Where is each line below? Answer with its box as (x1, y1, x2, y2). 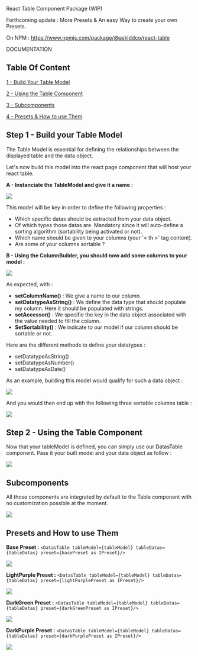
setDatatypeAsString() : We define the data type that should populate (14, 298, 186, 305)
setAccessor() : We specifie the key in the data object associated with (14, 311, 187, 318)
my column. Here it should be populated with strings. (14, 305, 144, 312)
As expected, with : (6, 280, 53, 287)
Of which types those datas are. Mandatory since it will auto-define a (14, 221, 183, 228)
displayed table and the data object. (6, 152, 93, 159)
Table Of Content (6, 63, 70, 73)
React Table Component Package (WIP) (6, 5, 103, 12)
